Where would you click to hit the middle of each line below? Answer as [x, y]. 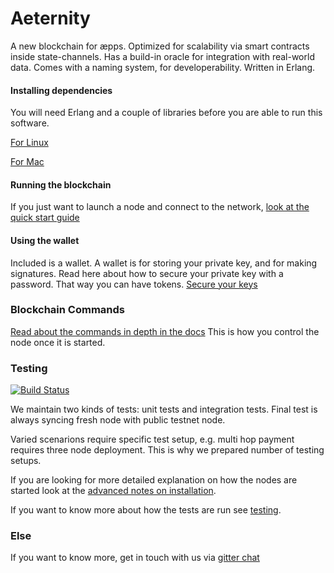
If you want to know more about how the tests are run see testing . [146, 510]
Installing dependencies [61, 90]
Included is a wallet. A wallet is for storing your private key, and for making [164, 263]
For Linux [29, 143]
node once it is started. [58, 342]
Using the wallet [45, 240]
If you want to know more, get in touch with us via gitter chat [135, 558]
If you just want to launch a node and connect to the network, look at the [160, 207]
